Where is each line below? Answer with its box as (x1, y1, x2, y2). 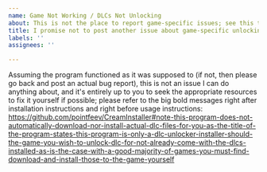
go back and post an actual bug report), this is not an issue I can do (8, 79, 230, 88)
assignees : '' (8, 41, 56, 49)
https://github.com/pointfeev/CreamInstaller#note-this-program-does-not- (8, 112, 253, 122)
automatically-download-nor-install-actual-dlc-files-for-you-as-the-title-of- (8, 121, 257, 131)
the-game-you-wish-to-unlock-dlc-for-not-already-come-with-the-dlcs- (8, 138, 246, 147)
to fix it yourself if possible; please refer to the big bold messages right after (8, 96, 257, 105)
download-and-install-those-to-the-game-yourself (8, 154, 175, 164)
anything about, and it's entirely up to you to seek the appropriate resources (8, 87, 257, 96)
